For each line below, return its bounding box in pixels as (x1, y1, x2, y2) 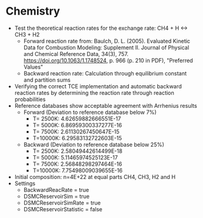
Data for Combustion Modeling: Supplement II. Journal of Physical (23, 44, 190, 51)
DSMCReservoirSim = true (23, 192, 90, 200)
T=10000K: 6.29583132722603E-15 (32, 134, 122, 141)
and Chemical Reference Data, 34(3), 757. (23, 50, 129, 57)
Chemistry (5, 4, 60, 18)
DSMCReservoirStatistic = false (23, 205, 103, 213)
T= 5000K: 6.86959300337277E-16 (32, 121, 122, 128)
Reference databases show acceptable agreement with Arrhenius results (14, 102, 198, 109)
